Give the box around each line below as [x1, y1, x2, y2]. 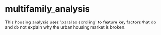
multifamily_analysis [5, 3, 90, 14]
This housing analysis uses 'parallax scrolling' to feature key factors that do [5, 19, 157, 25]
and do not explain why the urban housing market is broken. [5, 24, 125, 30]
